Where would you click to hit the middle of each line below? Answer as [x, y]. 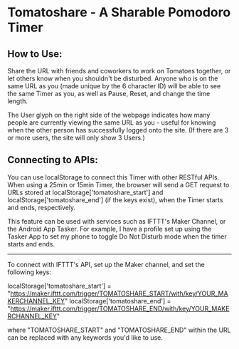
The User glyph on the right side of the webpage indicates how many [109, 115]
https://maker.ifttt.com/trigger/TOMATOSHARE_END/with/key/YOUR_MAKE [120, 308]
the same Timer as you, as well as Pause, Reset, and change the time [109, 94]
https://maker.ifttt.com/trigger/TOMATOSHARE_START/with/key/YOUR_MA [119, 293]
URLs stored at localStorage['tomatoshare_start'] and [85, 192]
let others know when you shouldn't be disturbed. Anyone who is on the [113, 78]
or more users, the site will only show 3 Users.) [76, 137]
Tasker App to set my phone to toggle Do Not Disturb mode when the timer [117, 236]
